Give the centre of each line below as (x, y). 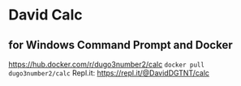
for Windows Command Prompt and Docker (120, 45)
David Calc (45, 15)
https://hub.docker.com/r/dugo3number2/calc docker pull (107, 64)
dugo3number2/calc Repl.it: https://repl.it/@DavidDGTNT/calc (109, 73)
